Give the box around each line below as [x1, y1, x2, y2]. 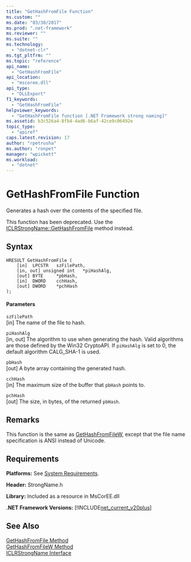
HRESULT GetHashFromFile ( [6, 257, 73, 263]
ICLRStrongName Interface [6, 549, 72, 556]
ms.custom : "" [6, 14, 41, 20]
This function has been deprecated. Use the [6, 219, 113, 226]
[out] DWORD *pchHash [17, 283, 78, 289]
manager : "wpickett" [6, 151, 57, 157]
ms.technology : [6, 42, 44, 48]
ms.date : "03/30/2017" [6, 19, 62, 25]
